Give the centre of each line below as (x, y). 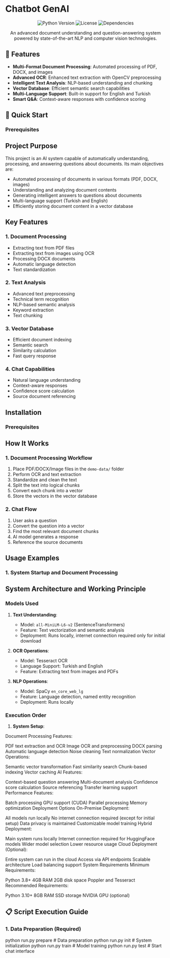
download (31, 641)
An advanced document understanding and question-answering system (86, 33)
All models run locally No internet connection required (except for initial (80, 818)
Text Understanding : (35, 615)
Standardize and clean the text (45, 480)
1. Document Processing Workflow (49, 458)
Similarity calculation (35, 351)
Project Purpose (31, 146)
